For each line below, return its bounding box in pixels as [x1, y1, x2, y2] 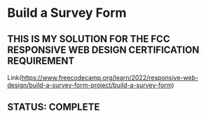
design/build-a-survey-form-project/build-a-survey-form [7, 81, 172, 89]
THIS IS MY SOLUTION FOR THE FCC [7, 33, 170, 45]
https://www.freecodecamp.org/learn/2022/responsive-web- [21, 74, 198, 81]
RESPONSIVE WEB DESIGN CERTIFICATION [7, 44, 200, 55]
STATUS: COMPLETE [7, 101, 100, 113]
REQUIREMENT [7, 55, 75, 67]
